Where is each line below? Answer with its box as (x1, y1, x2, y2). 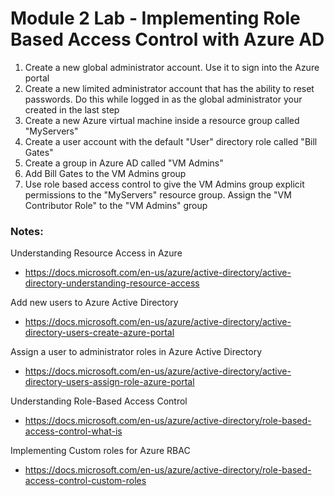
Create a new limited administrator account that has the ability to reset (24, 82, 315, 94)
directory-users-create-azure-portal (24, 327, 175, 339)
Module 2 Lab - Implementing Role (10, 7, 301, 30)
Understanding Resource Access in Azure (10, 247, 183, 259)
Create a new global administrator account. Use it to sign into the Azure (24, 61, 320, 73)
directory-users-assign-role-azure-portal (24, 376, 195, 388)
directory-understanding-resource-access (24, 277, 200, 289)
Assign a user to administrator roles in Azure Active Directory (10, 346, 263, 358)
